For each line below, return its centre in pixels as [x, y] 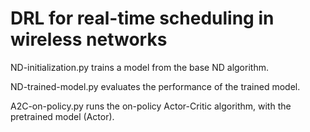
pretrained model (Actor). [62, 116]
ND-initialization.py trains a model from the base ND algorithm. [139, 67]
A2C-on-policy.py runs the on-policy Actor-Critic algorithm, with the [151, 106]
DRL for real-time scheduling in [142, 18]
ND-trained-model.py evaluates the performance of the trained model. [155, 86]
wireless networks [89, 39]
